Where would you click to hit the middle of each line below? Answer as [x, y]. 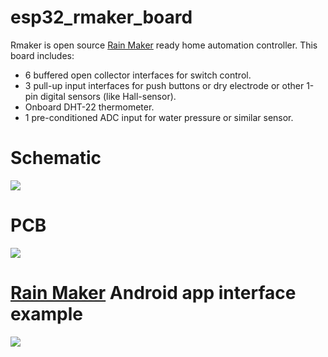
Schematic [56, 158]
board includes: [42, 55]
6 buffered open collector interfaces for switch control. [138, 75]
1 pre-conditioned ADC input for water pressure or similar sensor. [159, 117]
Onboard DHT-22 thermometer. [89, 107]
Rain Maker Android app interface [153, 293]
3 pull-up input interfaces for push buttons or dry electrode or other [164, 85]
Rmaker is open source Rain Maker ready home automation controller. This [164, 45]
